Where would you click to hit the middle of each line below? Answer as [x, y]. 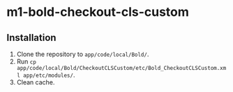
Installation [31, 38]
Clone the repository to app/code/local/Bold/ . [83, 54]
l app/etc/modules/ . [46, 75]
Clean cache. [36, 82]
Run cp [26, 62]
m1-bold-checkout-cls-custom [98, 12]
